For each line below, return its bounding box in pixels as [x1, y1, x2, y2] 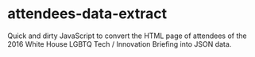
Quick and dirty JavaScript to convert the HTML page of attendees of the [7, 31, 247, 40]
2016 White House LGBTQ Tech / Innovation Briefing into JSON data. [7, 39, 232, 48]
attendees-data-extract [7, 5, 168, 23]
